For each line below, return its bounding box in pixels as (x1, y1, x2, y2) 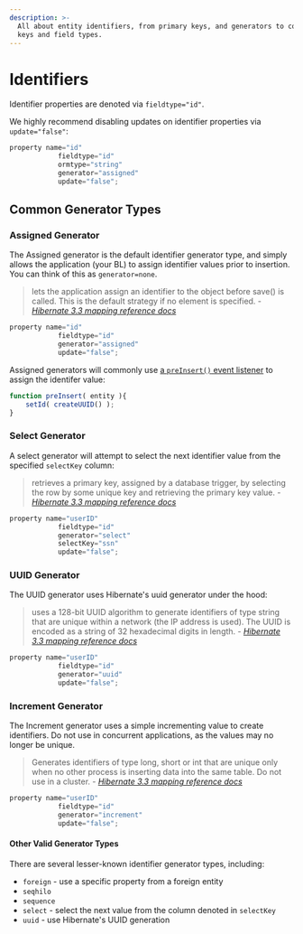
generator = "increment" (57, 810, 143, 820)
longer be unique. (9, 740, 75, 751)
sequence (22, 896, 56, 906)
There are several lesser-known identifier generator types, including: (9, 858, 265, 869)
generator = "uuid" (57, 670, 124, 679)
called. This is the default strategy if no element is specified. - (31, 295, 262, 307)
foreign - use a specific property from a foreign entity (22, 875, 224, 886)
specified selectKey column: (9, 460, 115, 471)
